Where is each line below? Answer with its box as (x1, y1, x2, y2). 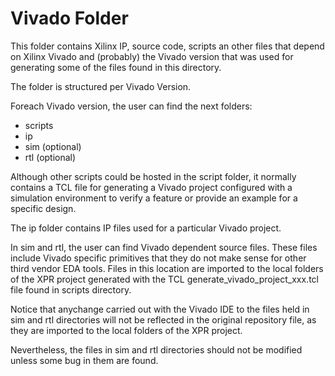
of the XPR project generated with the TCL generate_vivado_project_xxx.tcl (10, 273, 319, 285)
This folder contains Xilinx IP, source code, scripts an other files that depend (10, 40, 325, 52)
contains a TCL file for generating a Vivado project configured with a (10, 181, 293, 193)
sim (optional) (24, 140, 82, 152)
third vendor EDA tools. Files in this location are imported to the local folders (10, 262, 324, 274)
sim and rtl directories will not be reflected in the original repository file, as (10, 313, 317, 326)
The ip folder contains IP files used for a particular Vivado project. (10, 222, 282, 234)
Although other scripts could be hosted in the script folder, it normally (10, 170, 297, 182)
